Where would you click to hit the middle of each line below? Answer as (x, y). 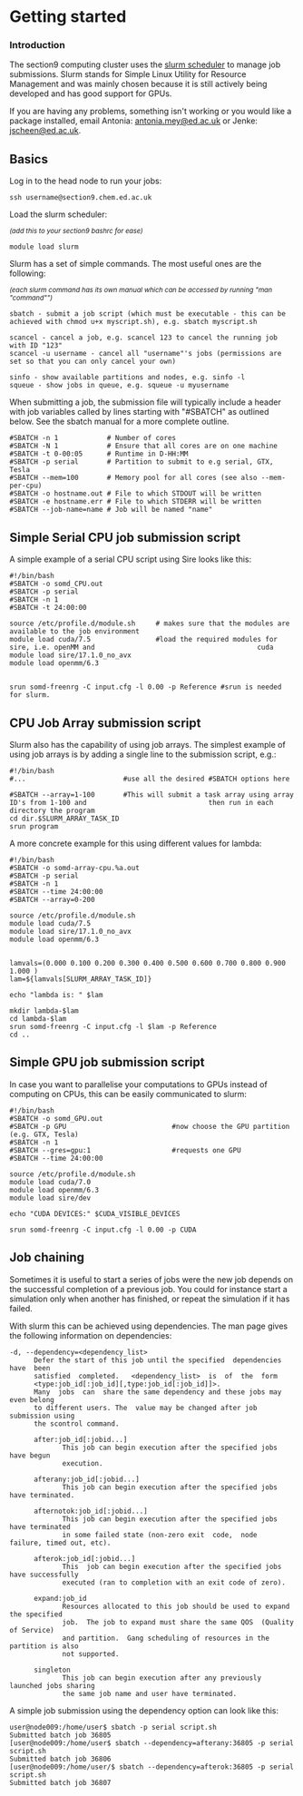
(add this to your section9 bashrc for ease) (76, 231)
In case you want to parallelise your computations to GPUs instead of (138, 1084)
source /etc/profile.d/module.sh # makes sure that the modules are (150, 623)
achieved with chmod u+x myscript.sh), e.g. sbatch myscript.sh (133, 322)
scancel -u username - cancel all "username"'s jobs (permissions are (146, 354)
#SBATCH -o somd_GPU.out (56, 1118)
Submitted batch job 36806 (60, 1759)
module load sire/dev (50, 1198)
